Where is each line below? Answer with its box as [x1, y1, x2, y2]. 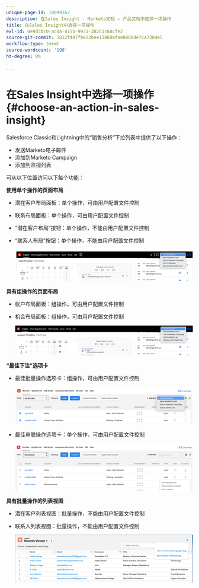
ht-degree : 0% [6, 53, 41, 59]
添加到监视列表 [14, 161, 52, 169]
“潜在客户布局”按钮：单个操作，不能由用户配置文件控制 [14, 224, 150, 231]
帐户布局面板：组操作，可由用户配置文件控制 [14, 300, 124, 307]
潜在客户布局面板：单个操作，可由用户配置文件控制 [14, 199, 140, 206]
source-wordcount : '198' [6, 47, 68, 53]
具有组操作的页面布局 [6, 288, 58, 295]
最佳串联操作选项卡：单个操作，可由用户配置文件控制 [14, 431, 145, 438]
